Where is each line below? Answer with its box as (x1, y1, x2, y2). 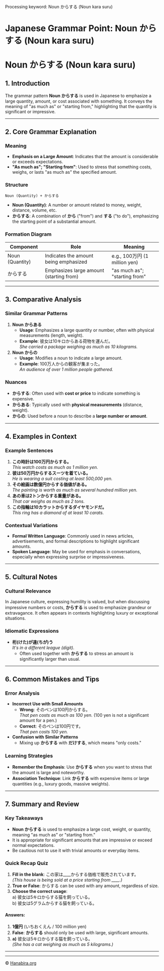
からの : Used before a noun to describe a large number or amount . (12, 413, 148, 419)
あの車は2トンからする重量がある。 (12, 493, 84, 499)
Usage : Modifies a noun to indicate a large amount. (19, 355, 123, 361)
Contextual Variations (5, 522, 58, 529)
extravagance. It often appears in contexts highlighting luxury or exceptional (5, 610, 159, 616)
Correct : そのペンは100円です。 (19, 723, 83, 729)
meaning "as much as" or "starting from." (12, 832, 96, 838)
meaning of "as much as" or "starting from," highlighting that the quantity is (5, 104, 157, 109)
